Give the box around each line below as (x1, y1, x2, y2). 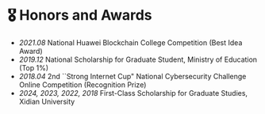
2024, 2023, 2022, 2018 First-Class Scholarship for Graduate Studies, (18, 88, 248, 97)
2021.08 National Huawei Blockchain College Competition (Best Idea (18, 37, 243, 47)
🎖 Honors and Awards (7, 6, 152, 25)
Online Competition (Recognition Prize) (18, 80, 147, 89)
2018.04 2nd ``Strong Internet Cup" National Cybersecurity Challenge (18, 71, 247, 81)
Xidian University (18, 97, 75, 106)
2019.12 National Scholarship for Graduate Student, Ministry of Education (18, 55, 258, 64)
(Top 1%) (18, 63, 49, 72)
